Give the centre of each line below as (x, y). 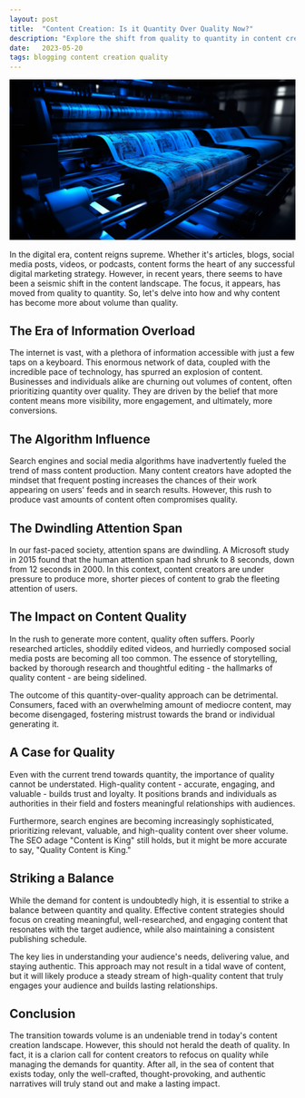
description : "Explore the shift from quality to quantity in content (146, 38)
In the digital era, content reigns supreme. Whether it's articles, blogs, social (152, 254)
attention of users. (44, 589)
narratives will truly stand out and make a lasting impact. (115, 1083)
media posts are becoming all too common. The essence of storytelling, (144, 658)
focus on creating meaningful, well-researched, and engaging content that (149, 919)
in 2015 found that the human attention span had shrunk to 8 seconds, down (152, 560)
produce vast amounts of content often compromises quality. (123, 500)
